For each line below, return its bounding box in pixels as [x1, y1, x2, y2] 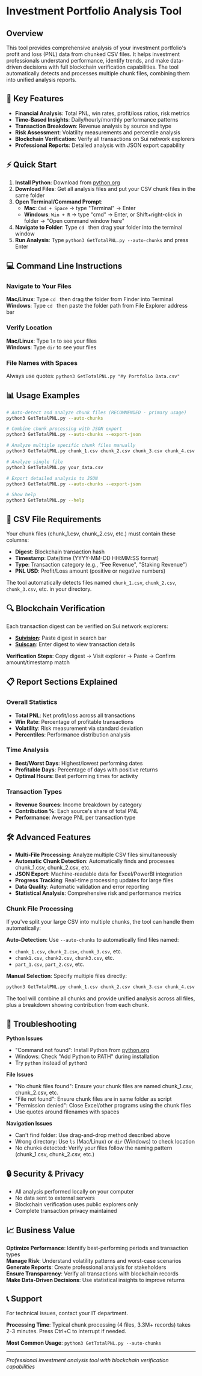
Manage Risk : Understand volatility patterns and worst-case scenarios [6, 1257, 182, 1264]
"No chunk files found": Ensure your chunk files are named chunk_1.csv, [14, 1082, 194, 1089]
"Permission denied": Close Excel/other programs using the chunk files [14, 1101, 191, 1109]
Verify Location [6, 323, 52, 332]
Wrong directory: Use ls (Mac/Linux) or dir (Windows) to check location [14, 1138, 195, 1145]
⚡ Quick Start [6, 160, 57, 170]
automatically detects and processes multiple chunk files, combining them [6, 70, 191, 76]
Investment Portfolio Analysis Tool [6, 4, 182, 18]
